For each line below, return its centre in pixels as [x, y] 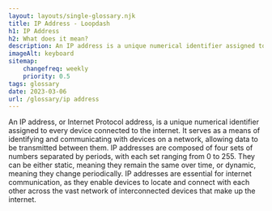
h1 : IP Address [34, 31]
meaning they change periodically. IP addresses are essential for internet [130, 174]
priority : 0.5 [47, 76]
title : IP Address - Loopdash [59, 24]
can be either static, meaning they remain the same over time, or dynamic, [132, 165]
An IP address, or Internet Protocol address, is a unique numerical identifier [134, 122]
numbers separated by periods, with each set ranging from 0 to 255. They [132, 157]
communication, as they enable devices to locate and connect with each [129, 183]
